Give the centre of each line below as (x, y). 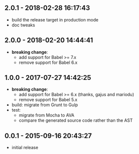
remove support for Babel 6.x (48, 62)
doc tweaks (23, 25)
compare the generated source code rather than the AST (76, 120)
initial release (25, 148)
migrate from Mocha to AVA (47, 115)
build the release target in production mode (55, 19)
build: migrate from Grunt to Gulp (45, 105)
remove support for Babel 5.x (48, 100)
